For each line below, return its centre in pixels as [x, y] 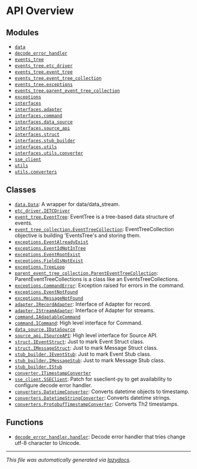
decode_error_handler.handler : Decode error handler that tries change [100, 437]
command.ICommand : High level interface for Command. [79, 323]
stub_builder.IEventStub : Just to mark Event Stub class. [83, 354]
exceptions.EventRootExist [47, 254]
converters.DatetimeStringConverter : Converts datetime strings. [93, 397]
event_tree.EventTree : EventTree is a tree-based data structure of [94, 216]
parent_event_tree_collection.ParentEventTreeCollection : [86, 273]
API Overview [40, 11]
